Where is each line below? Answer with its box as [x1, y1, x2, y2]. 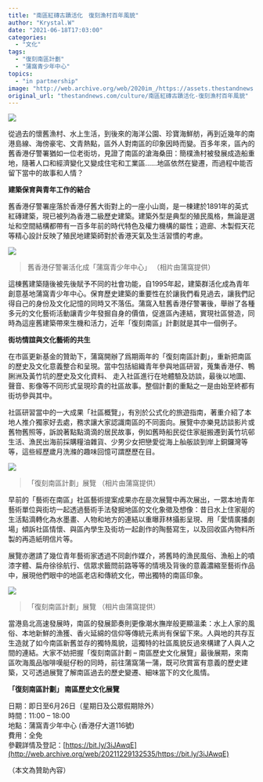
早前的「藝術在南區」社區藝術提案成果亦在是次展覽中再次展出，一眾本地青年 [8, 495, 255, 505]
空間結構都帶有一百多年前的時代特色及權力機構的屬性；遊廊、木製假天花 [21, 221, 255, 231]
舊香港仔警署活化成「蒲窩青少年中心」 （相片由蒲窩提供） [27, 262, 215, 272]
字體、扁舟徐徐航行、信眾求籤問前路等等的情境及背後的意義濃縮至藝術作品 [14, 561, 255, 570]
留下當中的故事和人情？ [8, 168, 84, 177]
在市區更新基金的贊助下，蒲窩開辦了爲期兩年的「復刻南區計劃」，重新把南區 [8, 352, 252, 361]
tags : [8, 48, 26, 56]
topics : [8, 70, 34, 78]
